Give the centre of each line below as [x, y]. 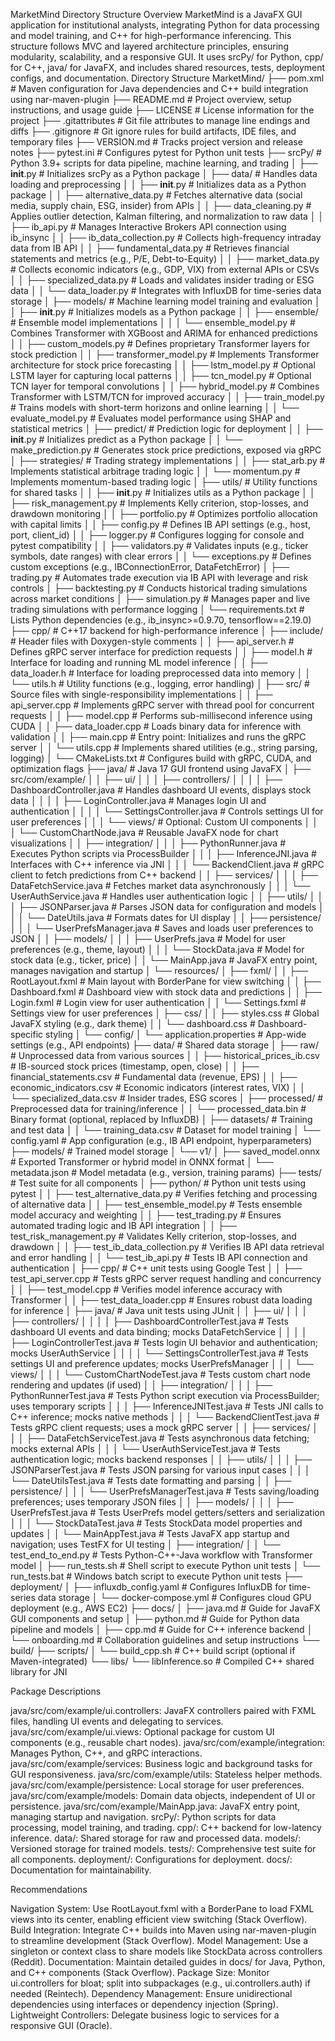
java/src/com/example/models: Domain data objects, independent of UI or [163, 1795]
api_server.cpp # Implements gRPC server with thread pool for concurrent [162, 705]
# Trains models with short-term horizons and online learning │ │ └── [155, 407]
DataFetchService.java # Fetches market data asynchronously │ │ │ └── [160, 885]
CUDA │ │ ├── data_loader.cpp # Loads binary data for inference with [156, 726]
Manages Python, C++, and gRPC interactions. [106, 1753]
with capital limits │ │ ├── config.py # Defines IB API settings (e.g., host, [160, 524]
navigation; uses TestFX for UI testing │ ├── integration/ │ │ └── [145, 1544]
